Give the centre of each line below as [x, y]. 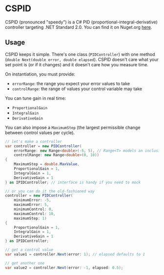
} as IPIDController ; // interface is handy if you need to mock [73, 182]
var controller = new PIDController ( [43, 146]
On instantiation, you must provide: [40, 74]
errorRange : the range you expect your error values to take [71, 83]
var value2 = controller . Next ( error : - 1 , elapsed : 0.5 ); [64, 268]
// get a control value [29, 250]
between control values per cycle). [40, 133]
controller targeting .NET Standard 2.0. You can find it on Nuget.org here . [79, 27]
